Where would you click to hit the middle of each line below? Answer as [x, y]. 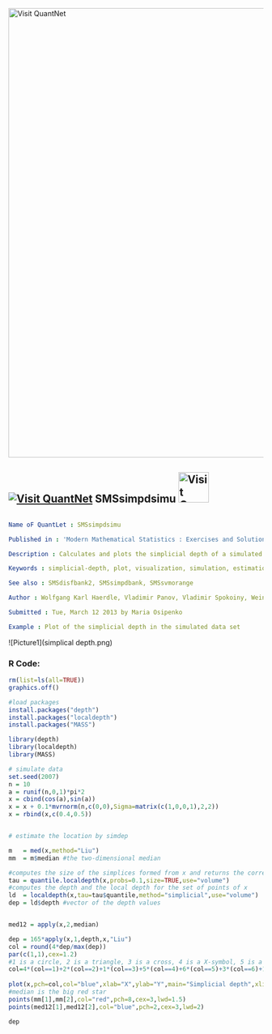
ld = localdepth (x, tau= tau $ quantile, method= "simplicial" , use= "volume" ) [134, 896]
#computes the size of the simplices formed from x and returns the [126, 873]
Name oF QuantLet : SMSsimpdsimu [65, 525]
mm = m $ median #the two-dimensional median [85, 858]
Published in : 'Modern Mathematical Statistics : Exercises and [121, 539]
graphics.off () [34, 687]
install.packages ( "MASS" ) [52, 725]
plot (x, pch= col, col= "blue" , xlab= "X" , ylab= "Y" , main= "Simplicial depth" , [132, 985]
